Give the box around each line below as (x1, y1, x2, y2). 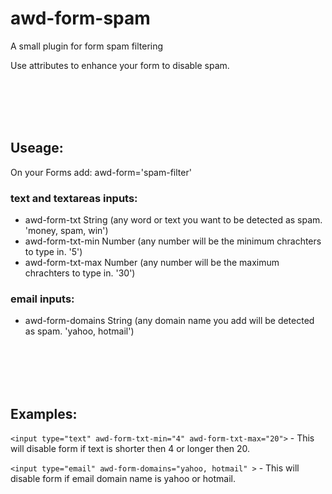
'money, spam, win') (24, 225, 109, 237)
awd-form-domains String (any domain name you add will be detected (24, 315, 315, 327)
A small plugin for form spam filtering (10, 40, 164, 52)
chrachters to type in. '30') (24, 267, 136, 279)
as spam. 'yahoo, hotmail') (24, 325, 135, 337)
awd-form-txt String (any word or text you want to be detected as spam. (24, 214, 323, 226)
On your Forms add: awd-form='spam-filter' (10, 166, 192, 178)
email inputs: (10, 292, 75, 306)
